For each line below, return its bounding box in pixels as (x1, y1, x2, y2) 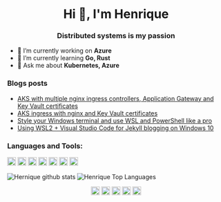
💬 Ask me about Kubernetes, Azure (17, 62, 119, 70)
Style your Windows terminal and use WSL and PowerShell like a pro (17, 116, 213, 125)
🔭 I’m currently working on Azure (17, 46, 112, 55)
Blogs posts (7, 79, 48, 89)
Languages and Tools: (7, 141, 83, 151)
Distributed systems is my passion (57, 31, 175, 41)
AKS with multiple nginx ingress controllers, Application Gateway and (17, 94, 214, 102)
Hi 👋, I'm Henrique (63, 6, 169, 22)
